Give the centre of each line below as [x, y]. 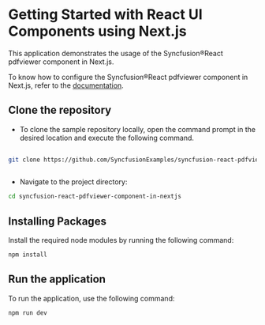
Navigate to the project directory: [73, 182]
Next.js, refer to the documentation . [66, 85]
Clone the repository [60, 110]
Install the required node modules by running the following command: [121, 240]
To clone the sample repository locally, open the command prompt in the [138, 129]
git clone [24, 160]
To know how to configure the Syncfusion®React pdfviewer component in [128, 77]
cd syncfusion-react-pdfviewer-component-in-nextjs [95, 197]
